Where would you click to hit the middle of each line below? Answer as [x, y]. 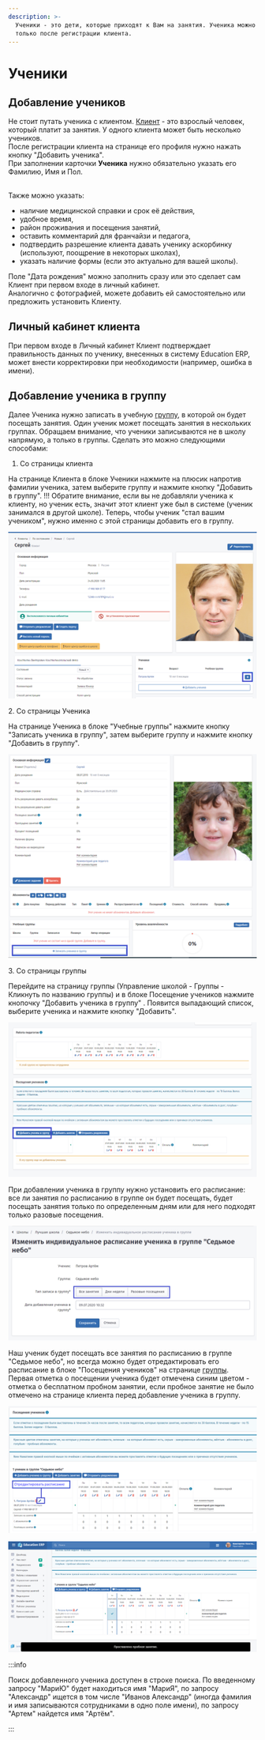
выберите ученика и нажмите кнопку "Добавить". [92, 1011]
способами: [28, 448]
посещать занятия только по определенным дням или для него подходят [132, 1207]
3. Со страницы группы [47, 970]
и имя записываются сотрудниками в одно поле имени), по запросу [123, 1705]
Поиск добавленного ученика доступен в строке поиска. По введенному [132, 1680]
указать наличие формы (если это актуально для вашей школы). [129, 262]
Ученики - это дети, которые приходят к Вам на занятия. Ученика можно [136, 25]
